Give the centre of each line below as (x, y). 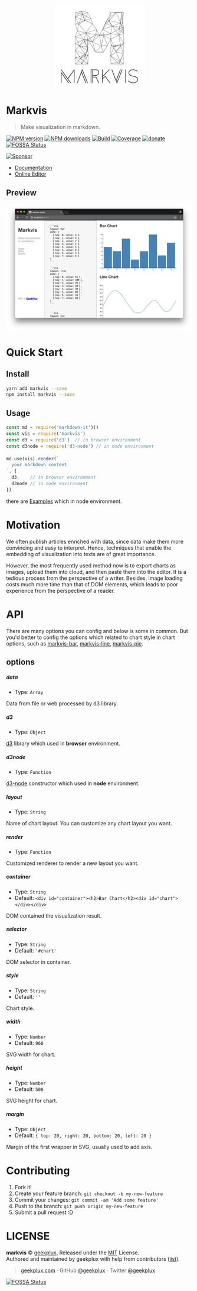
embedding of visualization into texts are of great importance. (81, 554)
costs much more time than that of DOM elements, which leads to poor (92, 584)
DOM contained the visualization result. (54, 915)
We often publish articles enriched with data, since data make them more (95, 541)
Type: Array (29, 692)
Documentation (33, 168)
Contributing (38, 1171)
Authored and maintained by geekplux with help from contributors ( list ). (93, 1258)
